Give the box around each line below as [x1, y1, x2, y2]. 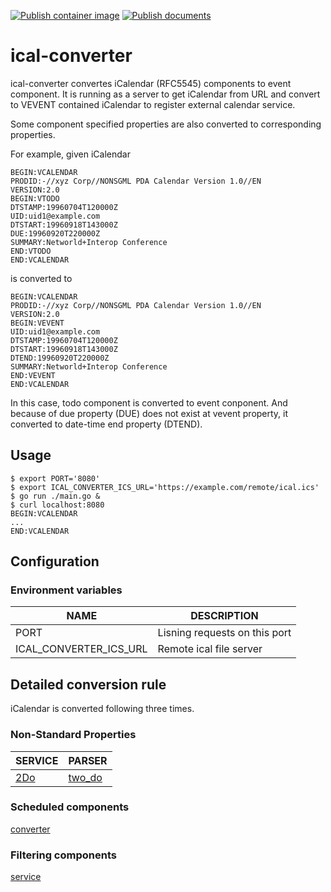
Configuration [10, 553, 100, 570]
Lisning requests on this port [157, 626, 292, 640]
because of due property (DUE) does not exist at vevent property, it [10, 407, 289, 419]
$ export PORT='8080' [10, 473, 101, 484]
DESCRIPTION [190, 609, 259, 623]
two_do [68, 770, 103, 784]
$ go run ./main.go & [10, 491, 101, 501]
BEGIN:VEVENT [10, 318, 65, 328]
